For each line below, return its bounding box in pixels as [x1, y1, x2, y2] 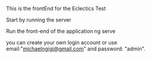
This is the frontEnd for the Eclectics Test [6, 5, 106, 12]
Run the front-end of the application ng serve [6, 28, 116, 35]
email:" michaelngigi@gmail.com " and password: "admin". [6, 45, 146, 52]
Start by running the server [6, 16, 72, 23]
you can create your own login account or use [6, 39, 118, 46]
